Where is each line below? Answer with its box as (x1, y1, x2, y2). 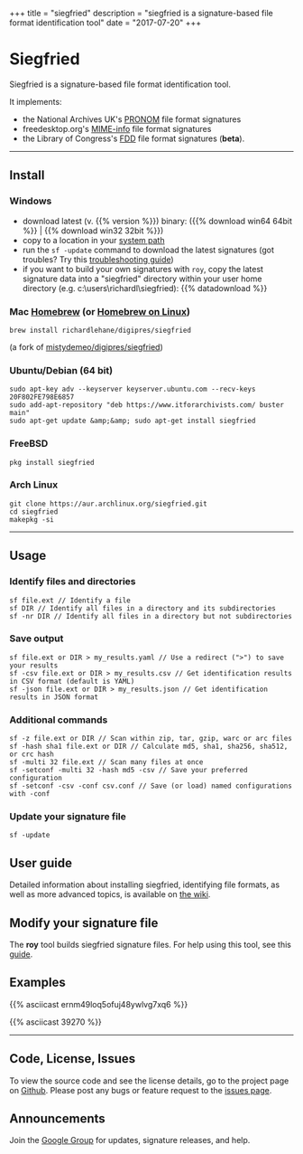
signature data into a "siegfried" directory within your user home (22, 273, 262, 284)
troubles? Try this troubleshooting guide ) (22, 253, 174, 265)
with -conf (9, 790, 50, 799)
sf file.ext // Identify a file (9, 596, 131, 605)
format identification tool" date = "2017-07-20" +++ (9, 17, 202, 28)
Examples (9, 975, 66, 990)
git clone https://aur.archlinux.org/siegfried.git (9, 499, 207, 508)
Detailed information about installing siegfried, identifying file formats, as (9, 879, 280, 890)
